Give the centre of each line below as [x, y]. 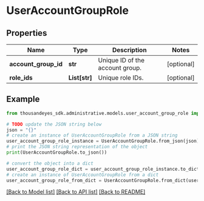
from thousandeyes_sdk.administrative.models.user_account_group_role [97, 113]
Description [129, 50]
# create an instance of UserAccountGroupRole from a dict [83, 175]
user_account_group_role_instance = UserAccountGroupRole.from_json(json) [103, 141]
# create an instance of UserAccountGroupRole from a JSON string [92, 135]
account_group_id [36, 64]
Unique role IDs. [121, 78]
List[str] [80, 78]
